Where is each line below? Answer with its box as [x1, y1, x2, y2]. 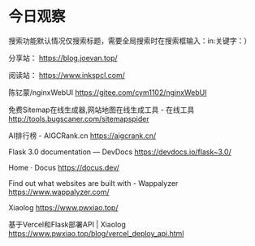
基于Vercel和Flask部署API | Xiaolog [8, 219, 126, 229]
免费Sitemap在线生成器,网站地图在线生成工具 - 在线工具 [8, 105, 195, 114]
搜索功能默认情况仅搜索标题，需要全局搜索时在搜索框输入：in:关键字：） [8, 36, 252, 45]
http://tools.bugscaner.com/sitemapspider [8, 114, 150, 123]
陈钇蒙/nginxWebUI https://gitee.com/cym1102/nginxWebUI [8, 87, 207, 97]
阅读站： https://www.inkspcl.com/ [8, 70, 126, 80]
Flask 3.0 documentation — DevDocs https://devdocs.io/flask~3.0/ [8, 147, 231, 157]
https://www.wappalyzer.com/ [8, 187, 110, 196]
